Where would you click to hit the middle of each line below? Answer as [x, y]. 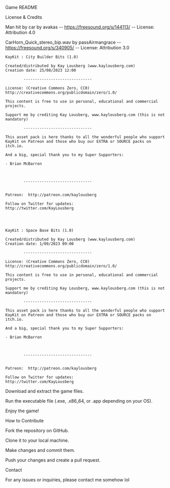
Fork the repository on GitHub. [37, 431]
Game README [21, 7]
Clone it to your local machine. [37, 440]
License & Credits [24, 17]
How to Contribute [25, 421]
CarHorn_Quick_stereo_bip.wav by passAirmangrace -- [63, 42]
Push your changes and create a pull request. [53, 460]
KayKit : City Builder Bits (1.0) [42, 57]
